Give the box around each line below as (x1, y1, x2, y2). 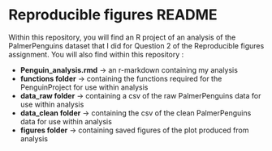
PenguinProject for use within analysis (19, 82, 149, 92)
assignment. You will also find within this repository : (8, 49, 184, 59)
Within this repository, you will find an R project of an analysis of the (8, 32, 236, 42)
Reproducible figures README (8, 6, 218, 24)
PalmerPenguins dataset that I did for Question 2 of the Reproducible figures (8, 40, 265, 50)
